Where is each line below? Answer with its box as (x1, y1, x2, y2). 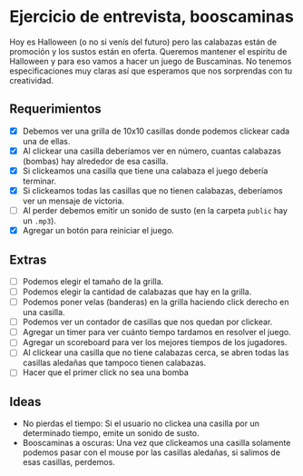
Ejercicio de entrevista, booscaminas (9, 6, 295, 27)
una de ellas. (22, 135, 71, 146)
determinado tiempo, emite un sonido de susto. (22, 428, 200, 439)
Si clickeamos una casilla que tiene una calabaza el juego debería (22, 165, 269, 176)
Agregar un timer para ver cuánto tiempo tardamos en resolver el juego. (22, 327, 292, 338)
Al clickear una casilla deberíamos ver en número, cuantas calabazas (22, 145, 281, 156)
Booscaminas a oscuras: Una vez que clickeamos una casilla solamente (22, 438, 291, 449)
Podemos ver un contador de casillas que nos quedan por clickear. (22, 316, 273, 328)
